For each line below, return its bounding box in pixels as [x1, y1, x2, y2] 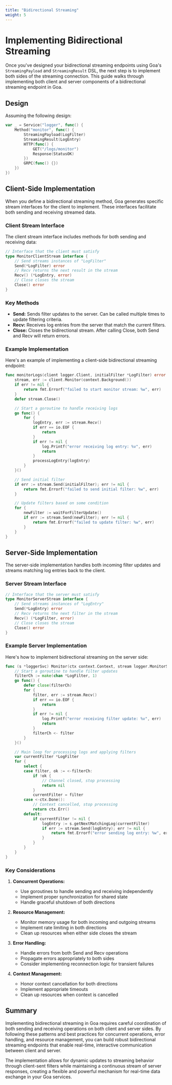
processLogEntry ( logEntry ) [32, 458, 91, 464]
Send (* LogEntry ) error [14, 606, 63, 612]
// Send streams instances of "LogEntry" [14, 601, 104, 606]
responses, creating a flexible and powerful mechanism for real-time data [5, 1068, 160, 1074]
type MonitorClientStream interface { [5, 254, 88, 259]
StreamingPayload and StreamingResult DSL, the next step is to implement [5, 68, 161, 74]
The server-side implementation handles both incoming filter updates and [5, 562, 161, 568]
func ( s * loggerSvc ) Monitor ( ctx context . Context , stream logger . [5, 663, 150, 669]
